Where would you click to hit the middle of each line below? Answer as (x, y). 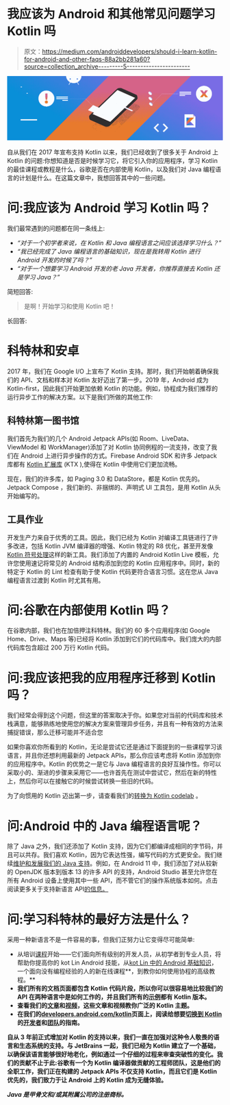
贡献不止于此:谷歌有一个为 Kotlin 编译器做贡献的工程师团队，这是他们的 (120, 1063)
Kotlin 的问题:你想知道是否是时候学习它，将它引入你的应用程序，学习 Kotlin (112, 161)
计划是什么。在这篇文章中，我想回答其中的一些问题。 (94, 178)
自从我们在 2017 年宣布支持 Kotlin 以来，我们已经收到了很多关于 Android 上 (113, 152)
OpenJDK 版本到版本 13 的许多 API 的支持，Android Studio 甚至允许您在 (116, 872)
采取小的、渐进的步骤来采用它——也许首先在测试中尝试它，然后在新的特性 (112, 773)
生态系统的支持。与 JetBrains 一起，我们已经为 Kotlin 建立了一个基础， (119, 1046)
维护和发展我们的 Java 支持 (52, 863)
